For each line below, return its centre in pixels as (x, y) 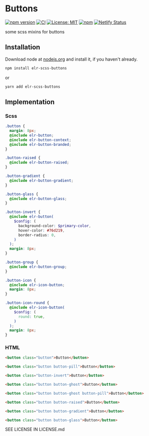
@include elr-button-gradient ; (42, 180)
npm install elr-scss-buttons (36, 68)
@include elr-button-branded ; (40, 144)
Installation (23, 47)
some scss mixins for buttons (35, 32)
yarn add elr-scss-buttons (33, 87)
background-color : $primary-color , (55, 226)
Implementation (30, 102)
